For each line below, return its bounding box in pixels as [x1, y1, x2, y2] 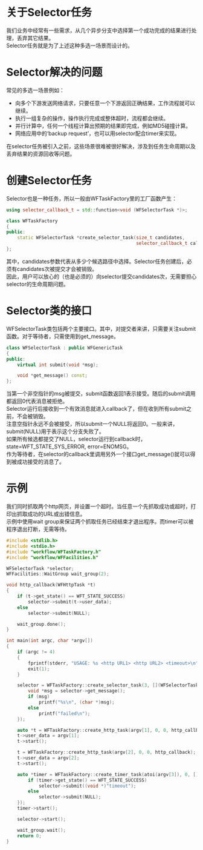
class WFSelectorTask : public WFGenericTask [6, 345, 123, 351]
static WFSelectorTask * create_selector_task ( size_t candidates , [17, 234, 185, 241]
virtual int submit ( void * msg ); [17, 362, 98, 368]
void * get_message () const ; [17, 373, 88, 379]
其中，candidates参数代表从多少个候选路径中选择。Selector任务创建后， [6, 257, 187, 265]
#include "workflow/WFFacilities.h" [6, 554, 98, 560]
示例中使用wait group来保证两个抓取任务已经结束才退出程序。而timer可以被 [6, 518, 194, 525]
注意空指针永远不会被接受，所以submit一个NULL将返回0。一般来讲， [6, 420, 178, 428]
